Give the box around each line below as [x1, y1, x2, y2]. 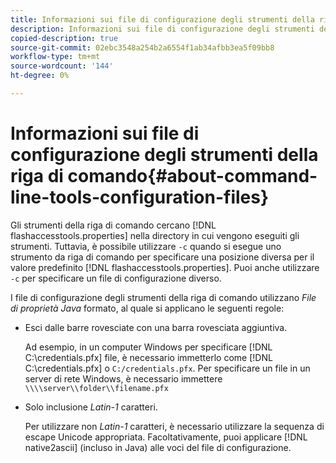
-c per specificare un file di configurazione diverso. [10, 272, 222, 284]
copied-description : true [10, 33, 118, 43]
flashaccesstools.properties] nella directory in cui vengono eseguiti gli [10, 229, 300, 241]
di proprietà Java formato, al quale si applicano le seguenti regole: [10, 302, 285, 314]
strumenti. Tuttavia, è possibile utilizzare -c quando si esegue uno [10, 240, 282, 252]
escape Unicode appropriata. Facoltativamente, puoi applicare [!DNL [24, 431, 308, 443]
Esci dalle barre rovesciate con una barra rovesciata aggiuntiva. [24, 321, 288, 333]
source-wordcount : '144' [10, 61, 114, 71]
